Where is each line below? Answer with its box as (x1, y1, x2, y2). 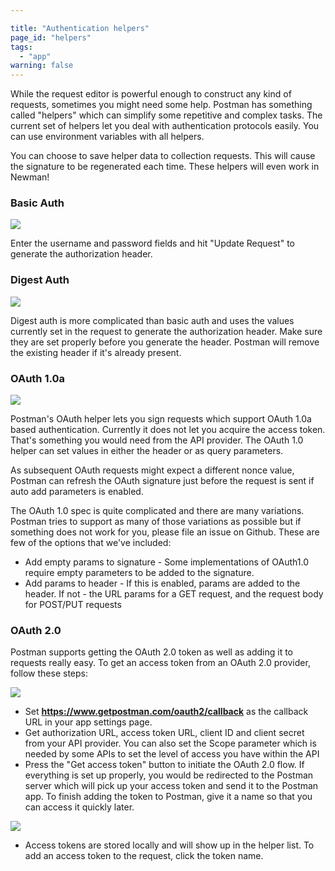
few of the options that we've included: (10, 537, 172, 549)
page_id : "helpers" (10, 32, 92, 43)
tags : (10, 42, 33, 52)
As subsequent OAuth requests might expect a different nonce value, (10, 464, 295, 476)
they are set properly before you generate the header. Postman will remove (10, 336, 320, 348)
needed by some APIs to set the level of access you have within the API (24, 748, 320, 760)
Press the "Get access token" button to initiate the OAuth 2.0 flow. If (24, 759, 305, 771)
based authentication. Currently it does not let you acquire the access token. (10, 424, 326, 436)
